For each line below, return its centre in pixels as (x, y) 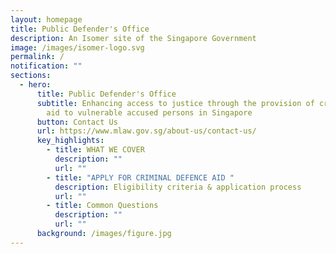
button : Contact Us (77, 122)
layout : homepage (46, 19)
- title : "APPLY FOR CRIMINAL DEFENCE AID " (140, 177)
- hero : (35, 85)
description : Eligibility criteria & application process (178, 187)
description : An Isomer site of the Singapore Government (133, 38)
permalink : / (37, 57)
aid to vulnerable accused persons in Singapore (149, 112)
